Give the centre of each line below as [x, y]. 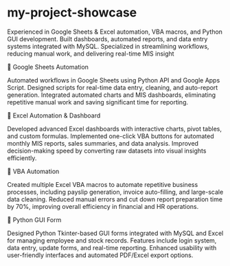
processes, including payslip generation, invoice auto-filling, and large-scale [115, 192]
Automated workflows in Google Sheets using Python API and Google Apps [114, 80]
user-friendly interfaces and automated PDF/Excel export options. [100, 255]
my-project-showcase [72, 13]
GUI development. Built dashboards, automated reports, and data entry [107, 38]
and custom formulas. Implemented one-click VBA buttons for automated [111, 136]
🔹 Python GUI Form [34, 220]
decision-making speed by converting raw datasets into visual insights [107, 151]
